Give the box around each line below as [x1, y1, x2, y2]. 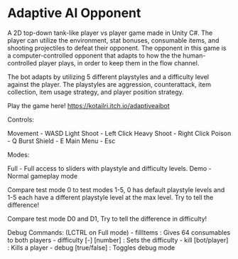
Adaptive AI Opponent [7, 5, 141, 21]
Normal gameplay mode [7, 171, 78, 180]
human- [182, 51, 206, 60]
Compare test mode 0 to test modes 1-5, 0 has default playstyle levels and [7, 185, 225, 194]
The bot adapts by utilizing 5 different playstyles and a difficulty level [7, 73, 210, 81]
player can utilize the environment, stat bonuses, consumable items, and [7, 36, 220, 44]
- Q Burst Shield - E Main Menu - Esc [7, 137, 116, 145]
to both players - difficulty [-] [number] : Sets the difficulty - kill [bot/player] [7, 236, 229, 244]
